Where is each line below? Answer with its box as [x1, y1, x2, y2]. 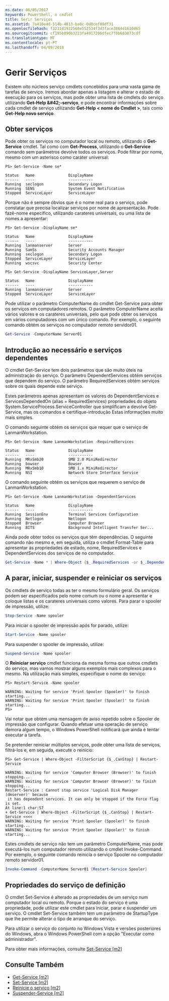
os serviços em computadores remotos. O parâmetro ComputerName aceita [5, 306, 163, 312]
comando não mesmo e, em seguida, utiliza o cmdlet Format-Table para [5, 539, 154, 545]
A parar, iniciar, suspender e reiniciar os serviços [5, 574, 162, 582]
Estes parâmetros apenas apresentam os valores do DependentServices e [5, 393, 159, 399]
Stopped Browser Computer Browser [5, 521, 105, 526]
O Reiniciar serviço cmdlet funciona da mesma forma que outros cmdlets [5, 660, 158, 666]
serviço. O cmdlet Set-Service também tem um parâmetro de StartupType [5, 910, 158, 917]
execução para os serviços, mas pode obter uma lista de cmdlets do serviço [5, 94, 163, 100]
